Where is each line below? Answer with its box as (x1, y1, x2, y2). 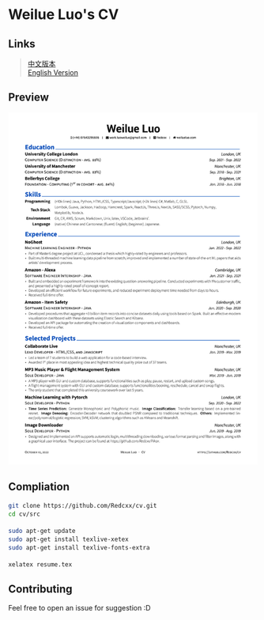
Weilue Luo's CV (8, 6, 119, 24)
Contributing (8, 582, 73, 595)
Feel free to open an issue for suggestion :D (8, 603, 152, 613)
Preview (8, 91, 50, 104)
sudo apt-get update (8, 527, 77, 535)
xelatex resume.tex (8, 560, 73, 569)
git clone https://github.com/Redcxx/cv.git (8, 502, 157, 510)
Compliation (8, 480, 70, 493)
